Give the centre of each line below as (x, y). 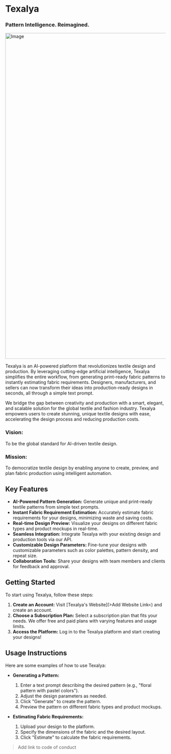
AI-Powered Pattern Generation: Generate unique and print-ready (82, 501)
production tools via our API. (42, 539)
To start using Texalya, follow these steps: (49, 595)
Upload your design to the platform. (58, 727)
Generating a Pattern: (36, 675)
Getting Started (30, 583)
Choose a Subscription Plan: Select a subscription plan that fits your (85, 615)
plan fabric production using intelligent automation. (59, 473)
